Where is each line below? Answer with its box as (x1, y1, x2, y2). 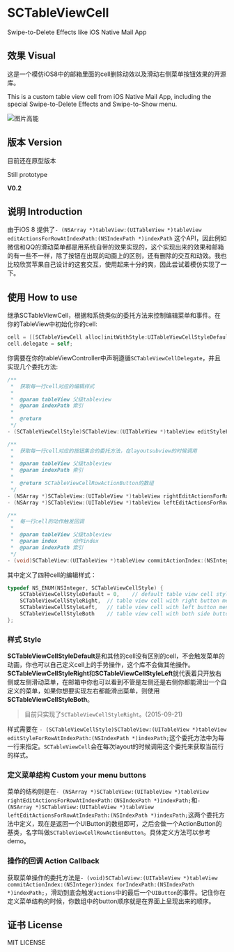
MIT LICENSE (7, 938, 46, 946)
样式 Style (7, 634, 42, 644)
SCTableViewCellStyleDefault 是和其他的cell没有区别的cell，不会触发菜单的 (7, 652, 225, 660)
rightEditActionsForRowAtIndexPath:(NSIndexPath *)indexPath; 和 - (7, 796, 201, 804)
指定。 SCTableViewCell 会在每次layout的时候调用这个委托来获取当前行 (25, 742, 224, 751)
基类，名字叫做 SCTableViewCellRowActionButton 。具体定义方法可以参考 (7, 828, 211, 837)
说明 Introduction (7, 206, 83, 217)
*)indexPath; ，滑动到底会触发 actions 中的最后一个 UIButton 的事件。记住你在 (7, 888, 226, 896)
